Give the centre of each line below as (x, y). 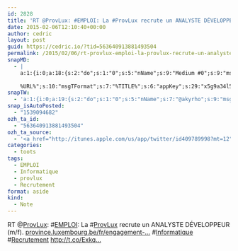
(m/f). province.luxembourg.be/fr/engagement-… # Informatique (100, 232)
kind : (15, 198)
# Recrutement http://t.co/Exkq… (54, 240)
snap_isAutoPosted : (36, 106)
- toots (25, 152)
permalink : (23, 54)
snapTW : (19, 93)
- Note (23, 205)
